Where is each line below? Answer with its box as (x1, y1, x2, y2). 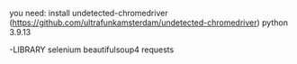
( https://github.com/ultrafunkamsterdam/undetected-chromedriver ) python (9, 17, 288, 28)
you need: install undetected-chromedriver (9, 8, 168, 18)
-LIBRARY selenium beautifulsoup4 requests (9, 44, 175, 55)
